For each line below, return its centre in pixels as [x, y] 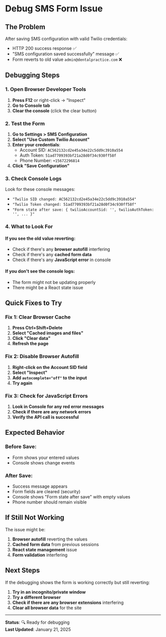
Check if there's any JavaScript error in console [62, 260]
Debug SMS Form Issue [54, 9]
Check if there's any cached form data [52, 255]
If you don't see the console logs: [40, 271]
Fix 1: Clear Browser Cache [38, 317]
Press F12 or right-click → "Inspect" [49, 100]
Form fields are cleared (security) [46, 491]
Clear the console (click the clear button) [54, 111]
